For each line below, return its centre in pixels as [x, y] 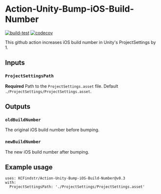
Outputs [18, 107]
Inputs [15, 63]
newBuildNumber [23, 142]
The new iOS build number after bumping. [47, 152]
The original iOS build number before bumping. [52, 130]
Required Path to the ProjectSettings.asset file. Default [62, 86]
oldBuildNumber [23, 120]
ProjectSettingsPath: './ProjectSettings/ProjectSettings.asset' [77, 187]
